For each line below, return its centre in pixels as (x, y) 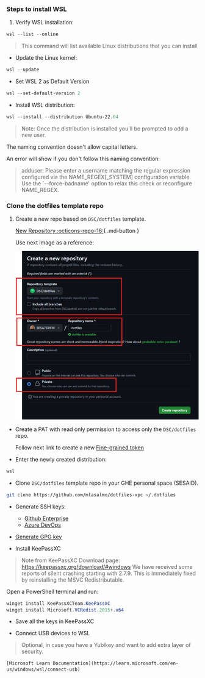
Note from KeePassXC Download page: (70, 560)
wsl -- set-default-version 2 (43, 93)
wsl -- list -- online (33, 34)
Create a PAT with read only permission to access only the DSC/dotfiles (106, 429)
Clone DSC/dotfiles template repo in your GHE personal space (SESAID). (107, 483)
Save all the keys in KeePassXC (55, 621)
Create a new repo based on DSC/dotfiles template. (81, 219)
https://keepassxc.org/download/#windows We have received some (107, 566)
